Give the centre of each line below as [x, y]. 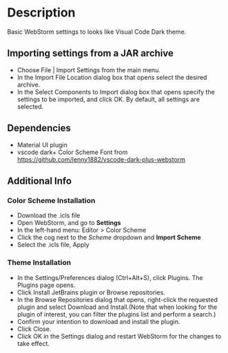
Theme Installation [39, 263]
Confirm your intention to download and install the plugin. [99, 321]
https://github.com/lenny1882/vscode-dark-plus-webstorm [101, 159]
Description [41, 13]
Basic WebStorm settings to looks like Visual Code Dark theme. [97, 32]
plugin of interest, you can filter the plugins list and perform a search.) [116, 314]
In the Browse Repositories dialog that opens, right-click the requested [117, 299]
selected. [30, 106]
